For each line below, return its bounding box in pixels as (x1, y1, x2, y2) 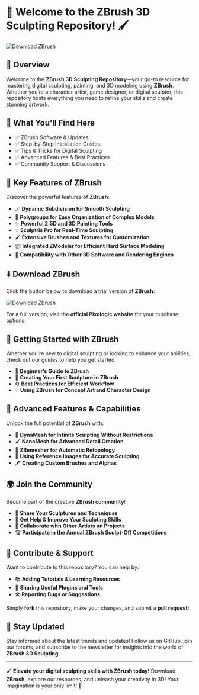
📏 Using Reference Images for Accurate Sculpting (14, 452, 140, 459)
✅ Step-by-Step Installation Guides (14, 140, 101, 147)
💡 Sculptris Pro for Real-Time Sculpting (14, 227, 114, 234)
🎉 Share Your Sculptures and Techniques (14, 509, 118, 517)
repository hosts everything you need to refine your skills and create (6, 94, 173, 101)
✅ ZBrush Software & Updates (14, 133, 89, 141)
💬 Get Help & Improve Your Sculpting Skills (14, 516, 121, 523)
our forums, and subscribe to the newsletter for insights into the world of (6, 643, 184, 651)
